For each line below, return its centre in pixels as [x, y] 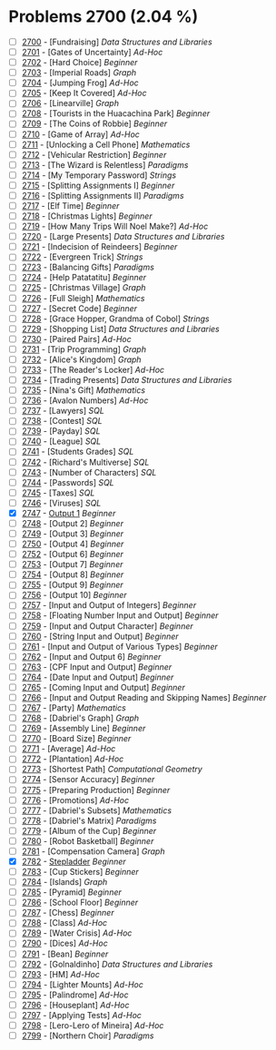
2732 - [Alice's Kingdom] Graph [81, 359]
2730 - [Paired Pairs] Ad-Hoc [77, 339]
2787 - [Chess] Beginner [68, 913]
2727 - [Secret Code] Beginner [79, 308]
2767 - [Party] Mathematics [74, 708]
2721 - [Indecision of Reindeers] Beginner [99, 247]
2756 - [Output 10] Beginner [74, 595]
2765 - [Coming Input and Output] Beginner [103, 687]
